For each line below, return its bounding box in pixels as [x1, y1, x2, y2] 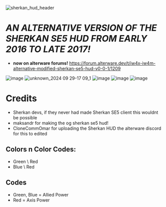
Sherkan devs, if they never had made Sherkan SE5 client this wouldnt [13, 109, 158, 115]
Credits [6, 93, 37, 104]
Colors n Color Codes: [6, 145, 76, 154]
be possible [13, 114, 37, 120]
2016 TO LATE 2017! [6, 44, 91, 55]
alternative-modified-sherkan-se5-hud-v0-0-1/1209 [13, 65, 121, 71]
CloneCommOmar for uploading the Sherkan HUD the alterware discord [13, 125, 161, 131]
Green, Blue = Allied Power [13, 191, 69, 197]
